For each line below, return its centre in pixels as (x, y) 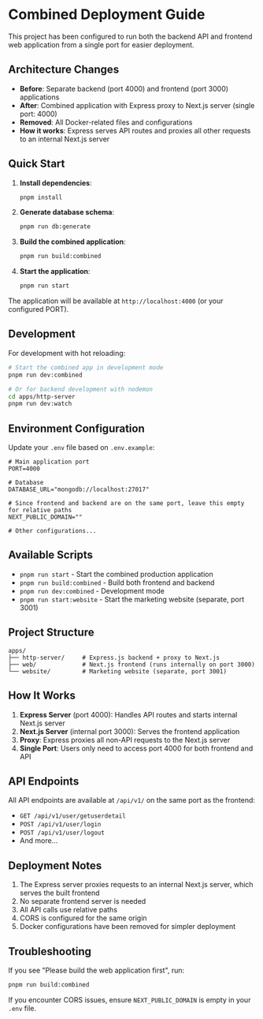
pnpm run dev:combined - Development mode (92, 590)
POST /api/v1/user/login (60, 825)
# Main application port (49, 462)
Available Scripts (50, 555)
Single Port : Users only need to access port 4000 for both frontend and (136, 748)
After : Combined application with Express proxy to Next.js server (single (137, 105)
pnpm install (41, 197)
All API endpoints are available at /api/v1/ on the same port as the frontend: (132, 800)
